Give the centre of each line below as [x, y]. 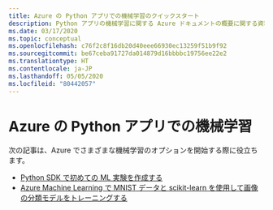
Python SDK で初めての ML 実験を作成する [91, 178]
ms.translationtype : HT [49, 62]
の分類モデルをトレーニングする [74, 198]
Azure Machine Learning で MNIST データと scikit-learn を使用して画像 [139, 188]
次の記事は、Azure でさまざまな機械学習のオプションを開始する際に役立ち [133, 150]
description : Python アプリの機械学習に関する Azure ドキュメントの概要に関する [133, 24]
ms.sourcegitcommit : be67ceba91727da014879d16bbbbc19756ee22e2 [118, 54]
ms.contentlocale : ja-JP [50, 69]
